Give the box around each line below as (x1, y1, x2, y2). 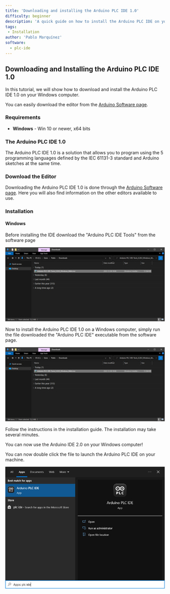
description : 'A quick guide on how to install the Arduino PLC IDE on (5, 19, 159, 24)
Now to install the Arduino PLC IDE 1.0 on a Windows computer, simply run (5, 326, 160, 332)
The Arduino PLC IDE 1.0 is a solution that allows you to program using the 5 (5, 150, 163, 156)
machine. (5, 457, 25, 463)
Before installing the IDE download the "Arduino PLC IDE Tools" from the (5, 232, 156, 238)
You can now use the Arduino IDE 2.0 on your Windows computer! (5, 442, 143, 448)
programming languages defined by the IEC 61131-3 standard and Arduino (5, 155, 159, 161)
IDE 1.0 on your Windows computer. (5, 92, 79, 98)
